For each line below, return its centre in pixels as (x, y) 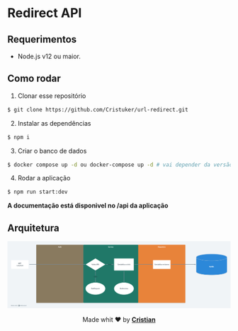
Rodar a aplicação (44, 178)
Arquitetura (33, 228)
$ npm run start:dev (38, 192)
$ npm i (19, 137)
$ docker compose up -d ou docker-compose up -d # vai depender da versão (120, 165)
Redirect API (45, 13)
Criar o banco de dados (52, 151)
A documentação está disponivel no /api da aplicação (88, 206)
